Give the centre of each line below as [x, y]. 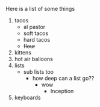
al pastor [34, 27]
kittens [23, 53]
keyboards [27, 97]
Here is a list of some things [40, 9]
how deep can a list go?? [63, 78]
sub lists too [38, 72]
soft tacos [36, 33]
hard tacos [37, 40]
